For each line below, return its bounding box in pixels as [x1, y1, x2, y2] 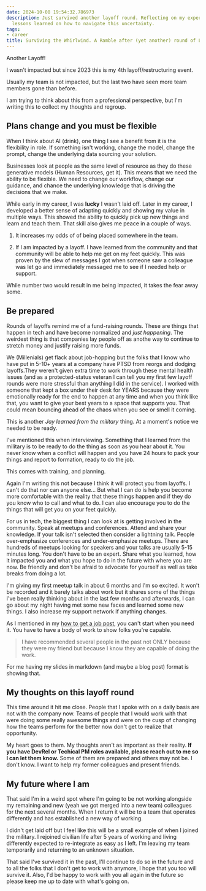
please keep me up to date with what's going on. [6, 877, 129, 885]
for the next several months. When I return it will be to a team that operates [6, 808, 196, 815]
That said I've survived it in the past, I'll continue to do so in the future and [6, 858, 194, 866]
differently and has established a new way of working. [6, 815, 143, 822]
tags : [6, 26, 20, 33]
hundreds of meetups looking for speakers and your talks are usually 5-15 [6, 543, 193, 551]
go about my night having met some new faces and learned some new [6, 601, 184, 609]
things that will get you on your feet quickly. [6, 505, 117, 513]
